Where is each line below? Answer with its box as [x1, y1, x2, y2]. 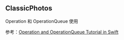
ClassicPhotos [5, 4, 53, 13]
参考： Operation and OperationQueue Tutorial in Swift [5, 29, 119, 35]
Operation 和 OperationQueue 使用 [5, 18, 78, 24]
